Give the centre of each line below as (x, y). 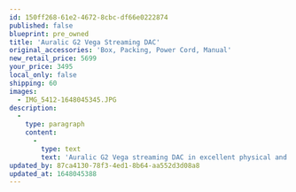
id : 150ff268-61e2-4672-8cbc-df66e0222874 (89, 17)
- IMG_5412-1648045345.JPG (67, 100)
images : (23, 91)
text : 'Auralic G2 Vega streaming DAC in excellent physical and (164, 157)
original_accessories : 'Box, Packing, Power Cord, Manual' (121, 50)
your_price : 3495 (41, 67)
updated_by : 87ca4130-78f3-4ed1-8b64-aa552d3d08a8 (105, 165)
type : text (61, 149)
